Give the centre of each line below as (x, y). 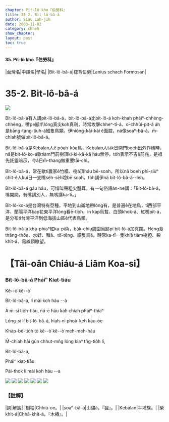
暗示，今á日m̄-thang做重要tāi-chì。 (55, 160)
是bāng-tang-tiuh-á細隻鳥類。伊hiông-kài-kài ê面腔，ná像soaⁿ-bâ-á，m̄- (82, 131)
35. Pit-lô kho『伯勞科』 (31, 60)
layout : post (19, 38)
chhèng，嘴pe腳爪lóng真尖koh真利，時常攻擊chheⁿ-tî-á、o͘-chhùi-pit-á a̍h (83, 124)
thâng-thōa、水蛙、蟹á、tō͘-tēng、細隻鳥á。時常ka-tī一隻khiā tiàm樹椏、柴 (83, 235)
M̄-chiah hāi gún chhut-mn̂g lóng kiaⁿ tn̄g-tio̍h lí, (55, 342)
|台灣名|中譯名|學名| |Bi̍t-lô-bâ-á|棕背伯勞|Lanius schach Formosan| (76, 72)
